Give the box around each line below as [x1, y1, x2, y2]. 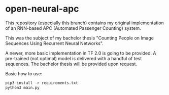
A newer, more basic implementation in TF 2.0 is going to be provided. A [5, 50, 156, 56]
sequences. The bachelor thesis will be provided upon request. [5, 61, 138, 67]
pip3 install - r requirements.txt [5, 80, 79, 85]
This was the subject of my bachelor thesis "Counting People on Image [5, 35, 154, 41]
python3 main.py [5, 85, 40, 90]
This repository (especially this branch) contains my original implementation [5, 20, 164, 26]
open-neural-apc [5, 3, 79, 15]
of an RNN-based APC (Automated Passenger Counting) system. [5, 25, 141, 31]
